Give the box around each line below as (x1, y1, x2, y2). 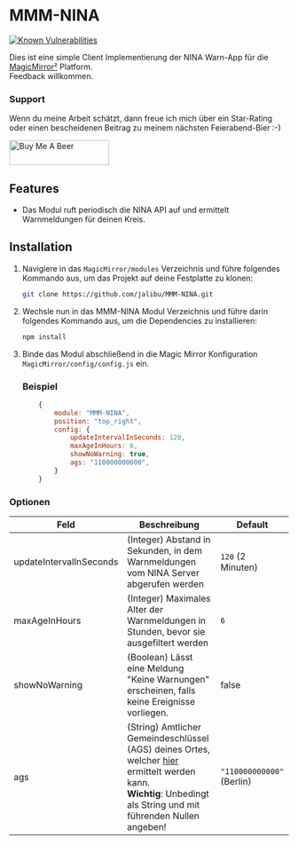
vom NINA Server (127, 566, 200, 579)
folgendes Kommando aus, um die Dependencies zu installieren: (21, 315, 257, 326)
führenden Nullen (127, 809, 200, 822)
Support (9, 92, 46, 105)
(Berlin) (220, 775, 252, 787)
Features (9, 181, 59, 196)
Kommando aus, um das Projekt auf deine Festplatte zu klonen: (21, 272, 254, 283)
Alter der (127, 603, 164, 615)
